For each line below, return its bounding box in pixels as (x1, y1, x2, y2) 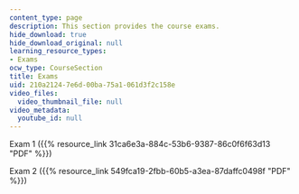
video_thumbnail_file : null (17, 97, 124, 106)
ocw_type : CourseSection (9, 64, 103, 73)
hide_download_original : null (9, 38, 124, 48)
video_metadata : (9, 106, 70, 115)
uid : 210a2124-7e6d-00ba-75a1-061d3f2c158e (9, 80, 176, 89)
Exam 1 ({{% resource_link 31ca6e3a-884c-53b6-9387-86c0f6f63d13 (9, 139, 271, 150)
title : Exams (9, 72, 59, 81)
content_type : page (9, 13, 83, 23)
